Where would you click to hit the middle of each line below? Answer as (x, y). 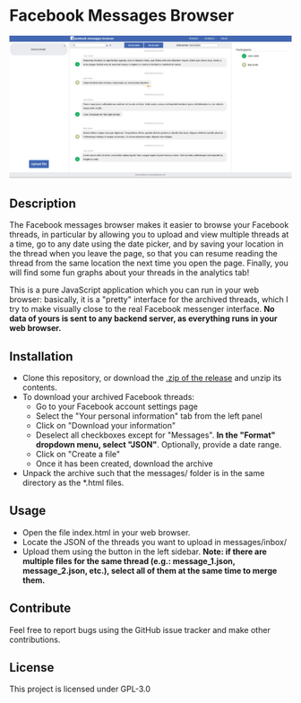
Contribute (40, 608)
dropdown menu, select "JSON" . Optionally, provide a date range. (159, 445)
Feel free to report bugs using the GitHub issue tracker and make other (140, 629)
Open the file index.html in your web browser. (106, 532)
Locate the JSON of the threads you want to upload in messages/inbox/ (155, 542)
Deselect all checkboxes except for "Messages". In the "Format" (155, 435)
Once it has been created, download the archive (124, 464)
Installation (41, 356)
